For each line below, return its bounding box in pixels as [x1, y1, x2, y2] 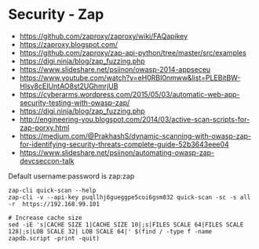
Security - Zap [8, 5, 104, 23]
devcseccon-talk [19, 156, 75, 165]
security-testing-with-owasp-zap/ [19, 98, 130, 107]
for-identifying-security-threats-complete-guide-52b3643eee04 [19, 139, 229, 149]
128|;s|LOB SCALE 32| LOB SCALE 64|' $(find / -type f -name [8, 227, 213, 236]
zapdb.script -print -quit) [8, 234, 100, 242]
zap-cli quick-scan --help [8, 186, 97, 194]
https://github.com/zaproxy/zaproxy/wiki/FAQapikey [19, 31, 188, 41]
